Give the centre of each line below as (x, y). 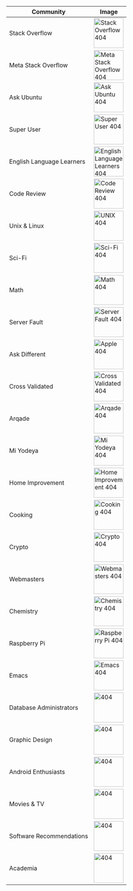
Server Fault (26, 322)
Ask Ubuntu (26, 97)
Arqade (19, 419)
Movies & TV (27, 804)
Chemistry (24, 611)
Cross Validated (31, 386)
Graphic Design (31, 740)
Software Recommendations (49, 836)
